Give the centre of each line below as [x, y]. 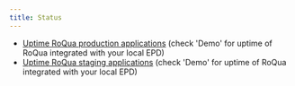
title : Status [36, 17]
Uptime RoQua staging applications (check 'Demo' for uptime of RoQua [154, 62]
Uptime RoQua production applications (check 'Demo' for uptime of [147, 43]
